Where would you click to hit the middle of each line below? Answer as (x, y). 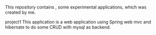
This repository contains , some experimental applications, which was (76, 7)
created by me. (20, 12)
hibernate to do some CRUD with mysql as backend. (58, 27)
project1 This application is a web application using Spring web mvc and (78, 22)
